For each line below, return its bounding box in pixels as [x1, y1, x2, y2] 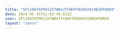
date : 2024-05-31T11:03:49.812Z [5, 12, 72, 16]
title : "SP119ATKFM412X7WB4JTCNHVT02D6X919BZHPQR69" [5, 7, 116, 12]
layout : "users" [5, 20, 39, 26]
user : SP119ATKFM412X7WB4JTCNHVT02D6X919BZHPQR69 [5, 16, 110, 21]
